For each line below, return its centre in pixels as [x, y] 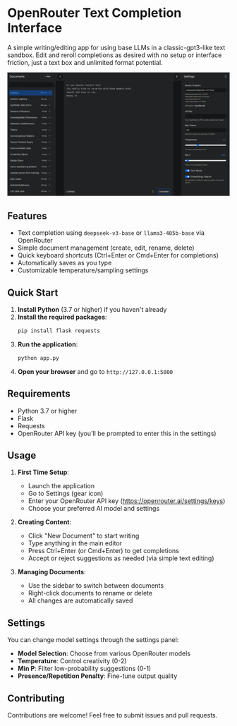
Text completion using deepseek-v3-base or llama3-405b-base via [111, 233]
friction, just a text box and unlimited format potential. [85, 62]
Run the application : [48, 344]
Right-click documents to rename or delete [90, 593]
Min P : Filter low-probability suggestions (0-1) [84, 669]
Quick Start [33, 292]
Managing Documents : [51, 572]
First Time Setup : [43, 472]
